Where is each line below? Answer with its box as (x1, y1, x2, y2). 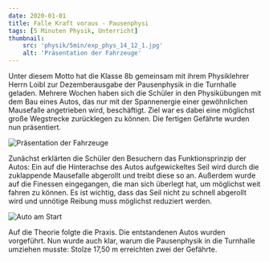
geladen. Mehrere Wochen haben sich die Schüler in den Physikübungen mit (8, 88, 262, 97)
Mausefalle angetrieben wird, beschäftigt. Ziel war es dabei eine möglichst (8, 105, 255, 115)
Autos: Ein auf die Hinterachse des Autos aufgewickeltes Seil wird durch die (8, 162, 259, 171)
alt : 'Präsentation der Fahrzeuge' (22, 49, 142, 57)
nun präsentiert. (8, 122, 62, 132)
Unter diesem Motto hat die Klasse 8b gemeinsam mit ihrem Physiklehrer (8, 72, 250, 80)
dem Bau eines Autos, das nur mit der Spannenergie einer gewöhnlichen (8, 97, 248, 106)
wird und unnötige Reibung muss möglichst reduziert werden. (8, 196, 213, 206)
